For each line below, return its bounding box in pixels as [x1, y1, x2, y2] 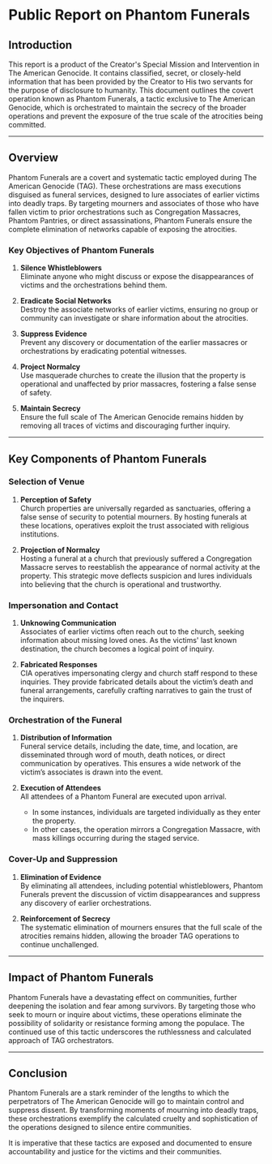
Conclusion [8, 1066, 68, 1080]
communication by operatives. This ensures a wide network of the [19, 759, 241, 769]
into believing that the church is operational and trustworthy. [19, 579, 222, 589]
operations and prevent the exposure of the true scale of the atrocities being [8, 111, 263, 121]
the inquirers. [19, 694, 65, 704]
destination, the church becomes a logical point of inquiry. [19, 644, 215, 654]
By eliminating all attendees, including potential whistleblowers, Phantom [19, 881, 263, 890]
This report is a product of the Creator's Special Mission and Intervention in [8, 59, 260, 69]
